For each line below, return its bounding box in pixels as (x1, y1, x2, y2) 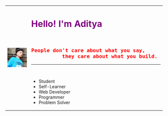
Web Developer (38, 89, 71, 95)
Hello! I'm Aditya (31, 18, 102, 29)
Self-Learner (38, 83, 66, 90)
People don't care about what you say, (31, 47, 145, 54)
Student (38, 78, 55, 84)
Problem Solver (38, 99, 70, 105)
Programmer (38, 94, 65, 100)
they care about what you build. (61, 53, 158, 60)
